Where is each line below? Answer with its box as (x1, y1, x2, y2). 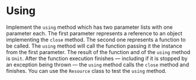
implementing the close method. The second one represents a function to (6, 36, 186, 43)
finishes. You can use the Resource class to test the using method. (6, 67, 167, 74)
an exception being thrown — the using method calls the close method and (6, 61, 189, 68)
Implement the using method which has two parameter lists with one (6, 24, 173, 31)
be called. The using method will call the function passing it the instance (6, 42, 182, 49)
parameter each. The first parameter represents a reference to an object (6, 29, 182, 36)
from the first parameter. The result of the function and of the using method (6, 48, 191, 55)
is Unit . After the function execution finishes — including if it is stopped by (6, 55, 188, 62)
